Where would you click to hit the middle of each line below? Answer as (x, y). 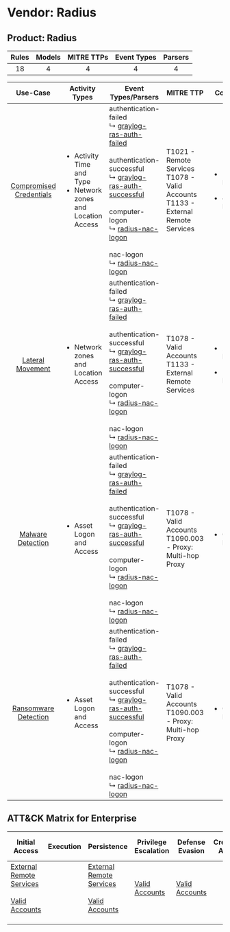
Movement (33, 369)
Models (48, 57)
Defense (191, 842)
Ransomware (34, 708)
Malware (34, 534)
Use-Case (34, 93)
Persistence (108, 846)
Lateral (33, 360)
